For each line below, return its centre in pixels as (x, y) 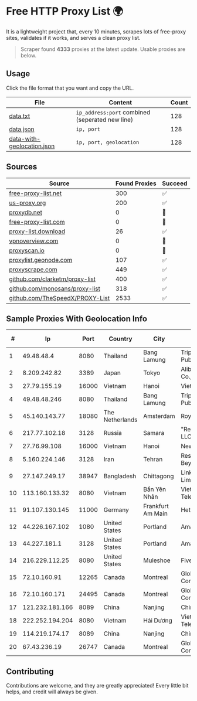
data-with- (25, 138)
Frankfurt (156, 506)
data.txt (20, 116)
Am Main (156, 513)
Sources (22, 167)
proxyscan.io (27, 250)
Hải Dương (158, 621)
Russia (113, 433)
